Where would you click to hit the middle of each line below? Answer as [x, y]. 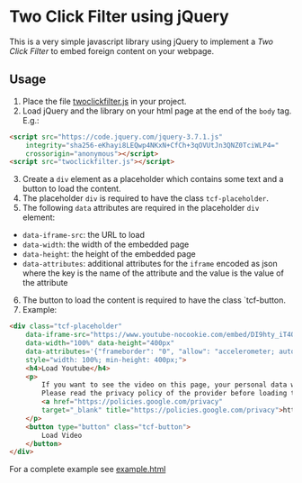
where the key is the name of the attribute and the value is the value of [153, 273]
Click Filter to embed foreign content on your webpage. [112, 50]
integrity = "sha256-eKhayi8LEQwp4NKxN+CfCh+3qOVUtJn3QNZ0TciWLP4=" [152, 145]
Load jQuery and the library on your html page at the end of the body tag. [157, 111]
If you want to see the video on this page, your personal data [164, 385]
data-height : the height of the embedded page [109, 254]
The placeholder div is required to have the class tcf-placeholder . [146, 198]
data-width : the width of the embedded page [106, 244]
